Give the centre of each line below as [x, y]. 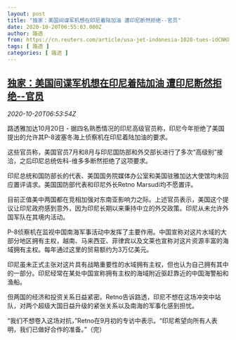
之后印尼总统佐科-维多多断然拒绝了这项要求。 [86, 161]
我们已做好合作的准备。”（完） [63, 329]
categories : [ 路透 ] [38, 53]
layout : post [26, 14]
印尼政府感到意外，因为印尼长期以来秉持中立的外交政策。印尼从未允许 [121, 208]
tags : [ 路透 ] [28, 46]
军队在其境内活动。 [41, 217]
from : [15, 40]
